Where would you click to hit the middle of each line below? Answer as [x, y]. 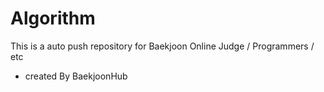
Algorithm [53, 18]
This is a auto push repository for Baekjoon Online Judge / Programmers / [162, 46]
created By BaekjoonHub [76, 76]
